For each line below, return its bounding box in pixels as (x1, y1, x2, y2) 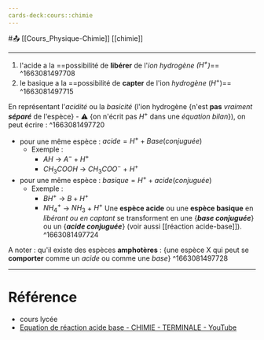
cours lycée (19, 315, 58, 324)
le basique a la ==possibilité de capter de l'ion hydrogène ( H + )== (19, 77, 232, 87)
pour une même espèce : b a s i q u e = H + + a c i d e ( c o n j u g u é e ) (19, 174, 212, 185)
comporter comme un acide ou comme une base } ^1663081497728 (8, 254, 229, 263)
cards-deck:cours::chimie (8, 11, 93, 20)
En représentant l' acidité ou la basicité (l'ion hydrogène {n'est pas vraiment (8, 101, 253, 111)
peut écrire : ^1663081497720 (8, 119, 105, 130)
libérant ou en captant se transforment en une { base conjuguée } (42, 214, 255, 223)
